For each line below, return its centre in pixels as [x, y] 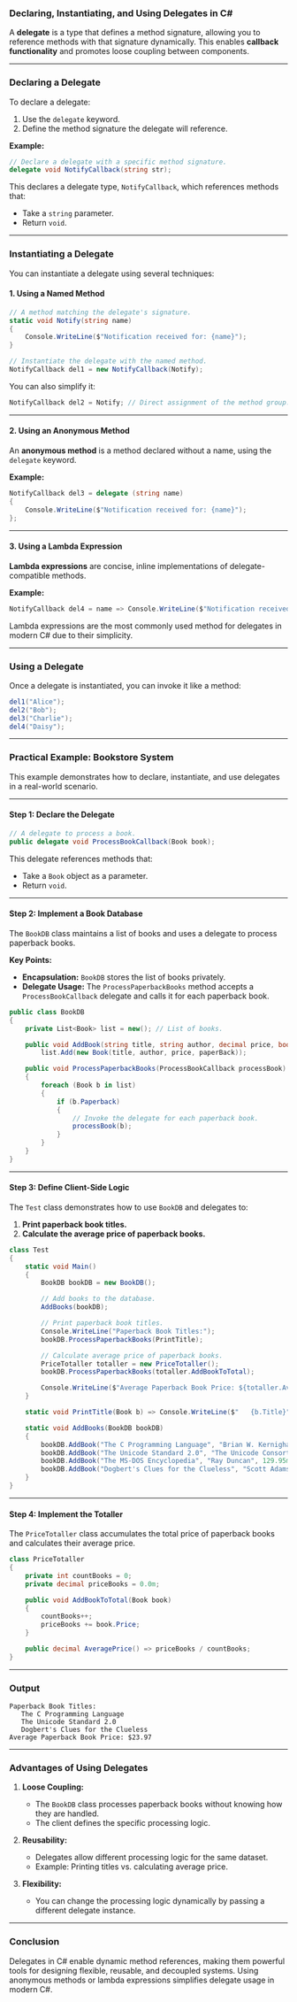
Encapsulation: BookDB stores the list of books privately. [124, 977]
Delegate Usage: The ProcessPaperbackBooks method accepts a [138, 986]
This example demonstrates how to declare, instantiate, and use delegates [145, 776]
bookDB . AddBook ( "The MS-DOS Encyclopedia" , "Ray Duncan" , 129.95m [166, 1461]
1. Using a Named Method [57, 294]
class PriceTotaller [47, 1559]
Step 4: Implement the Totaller [66, 1514]
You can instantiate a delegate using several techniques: [112, 273]
